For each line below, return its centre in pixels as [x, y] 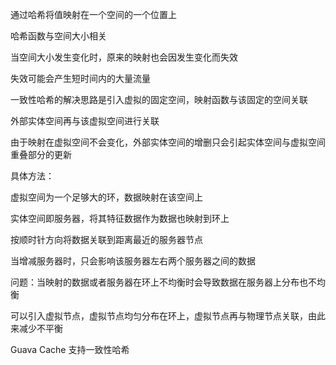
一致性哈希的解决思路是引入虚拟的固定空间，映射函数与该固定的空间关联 [159, 99]
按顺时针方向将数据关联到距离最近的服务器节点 [106, 239]
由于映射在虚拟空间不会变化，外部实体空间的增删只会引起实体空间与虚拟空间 [168, 142]
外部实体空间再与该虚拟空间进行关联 [85, 121]
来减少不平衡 [36, 328]
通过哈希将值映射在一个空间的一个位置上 [93, 14]
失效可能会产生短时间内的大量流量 [80, 78]
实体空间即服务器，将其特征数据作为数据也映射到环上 [120, 218]
